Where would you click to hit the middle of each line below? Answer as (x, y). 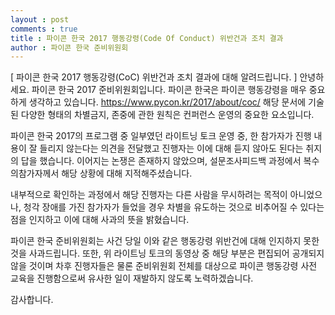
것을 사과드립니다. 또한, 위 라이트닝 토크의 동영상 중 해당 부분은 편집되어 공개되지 (167, 253)
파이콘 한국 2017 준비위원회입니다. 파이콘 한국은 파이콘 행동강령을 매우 (169, 90)
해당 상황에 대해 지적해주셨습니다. (127, 173)
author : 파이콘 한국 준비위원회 (69, 47)
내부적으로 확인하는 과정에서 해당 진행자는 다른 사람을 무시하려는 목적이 (149, 195)
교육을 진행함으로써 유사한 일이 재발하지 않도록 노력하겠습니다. (132, 278)
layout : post (40, 19)
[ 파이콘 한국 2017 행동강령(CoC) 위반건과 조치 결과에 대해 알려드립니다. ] (154, 77)
